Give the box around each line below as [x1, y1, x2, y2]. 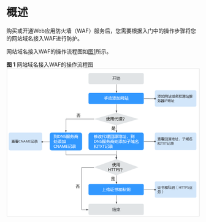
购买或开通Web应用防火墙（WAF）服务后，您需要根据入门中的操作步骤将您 [6, 27, 196, 34]
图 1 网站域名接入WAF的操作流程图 [6, 61, 94, 68]
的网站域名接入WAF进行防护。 [6, 34, 83, 42]
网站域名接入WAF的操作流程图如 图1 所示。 [6, 47, 112, 55]
